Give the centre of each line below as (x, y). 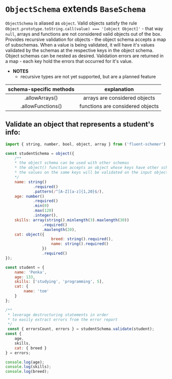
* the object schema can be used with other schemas (72, 163)
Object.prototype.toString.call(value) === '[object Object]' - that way (84, 28)
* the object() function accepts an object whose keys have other (87, 168)
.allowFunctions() (41, 106)
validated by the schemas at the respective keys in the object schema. (79, 50)
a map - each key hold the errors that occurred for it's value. (69, 61)
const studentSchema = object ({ (40, 153)
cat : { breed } (31, 348)
